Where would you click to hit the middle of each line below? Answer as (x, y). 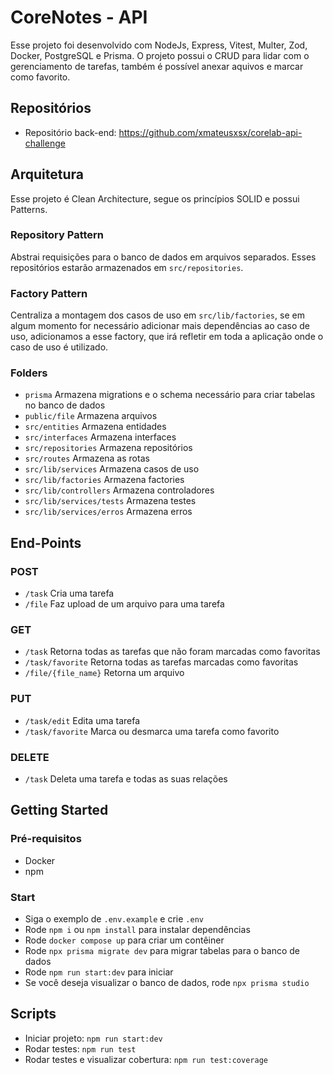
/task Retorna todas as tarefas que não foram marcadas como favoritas (172, 652)
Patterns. (29, 209)
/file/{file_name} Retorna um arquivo (104, 673)
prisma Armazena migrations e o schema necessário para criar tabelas (170, 395)
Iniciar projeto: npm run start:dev (93, 1038)
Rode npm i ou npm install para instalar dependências (137, 930)
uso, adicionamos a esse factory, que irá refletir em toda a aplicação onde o (167, 337)
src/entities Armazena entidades (95, 427)
